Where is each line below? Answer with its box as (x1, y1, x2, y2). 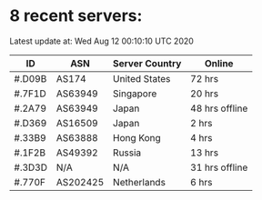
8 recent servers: (9, 5, 143, 26)
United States (112, 72, 171, 85)
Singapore (112, 87, 157, 100)
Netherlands (112, 175, 166, 188)
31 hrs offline (190, 161, 248, 174)
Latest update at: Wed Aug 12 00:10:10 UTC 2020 (9, 35, 194, 46)
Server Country (112, 56, 182, 69)
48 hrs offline (190, 102, 248, 115)
